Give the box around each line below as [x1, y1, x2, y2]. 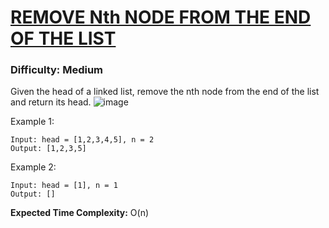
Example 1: [10, 116, 55, 128]
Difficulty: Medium [10, 63, 104, 77]
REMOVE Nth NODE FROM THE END [10, 6, 312, 29]
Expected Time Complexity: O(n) [10, 207, 150, 219]
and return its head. [10, 96, 92, 108]
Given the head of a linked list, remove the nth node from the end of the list [10, 86, 320, 98]
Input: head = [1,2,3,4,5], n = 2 [10, 135, 155, 145]
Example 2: [10, 161, 57, 173]
